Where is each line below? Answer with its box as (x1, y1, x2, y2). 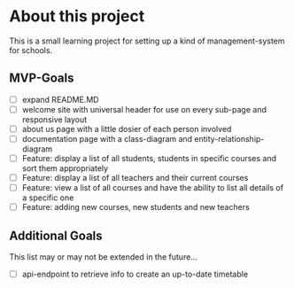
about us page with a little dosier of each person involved (21, 123, 232, 134)
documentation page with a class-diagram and (21, 133, 193, 144)
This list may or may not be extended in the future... (9, 252, 197, 262)
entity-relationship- (194, 133, 265, 144)
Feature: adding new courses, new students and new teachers (21, 202, 250, 213)
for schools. (9, 44, 53, 55)
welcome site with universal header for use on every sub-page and (21, 104, 267, 114)
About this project (9, 6, 145, 27)
